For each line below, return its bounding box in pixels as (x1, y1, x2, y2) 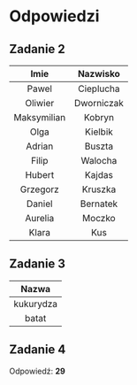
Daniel (26, 197, 53, 210)
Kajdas (84, 169, 113, 181)
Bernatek (80, 197, 118, 210)
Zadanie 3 (9, 257, 66, 272)
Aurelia (25, 212, 55, 224)
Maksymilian (13, 112, 66, 123)
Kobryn (83, 112, 115, 123)
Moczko (82, 212, 117, 224)
